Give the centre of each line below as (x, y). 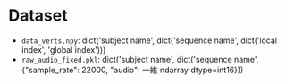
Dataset (38, 16)
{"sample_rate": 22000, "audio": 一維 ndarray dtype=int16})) (132, 70)
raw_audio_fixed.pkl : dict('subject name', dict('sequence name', (140, 59)
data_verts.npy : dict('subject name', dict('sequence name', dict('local (149, 40)
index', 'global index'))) (63, 49)
